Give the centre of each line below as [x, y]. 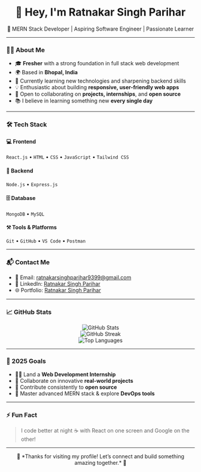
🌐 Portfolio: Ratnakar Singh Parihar [58, 291]
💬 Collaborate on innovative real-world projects [74, 380]
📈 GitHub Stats [29, 312]
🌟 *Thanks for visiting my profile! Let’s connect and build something [100, 456]
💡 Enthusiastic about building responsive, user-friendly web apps [97, 87]
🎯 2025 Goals [26, 361]
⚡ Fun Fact [22, 414]
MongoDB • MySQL [25, 214]
